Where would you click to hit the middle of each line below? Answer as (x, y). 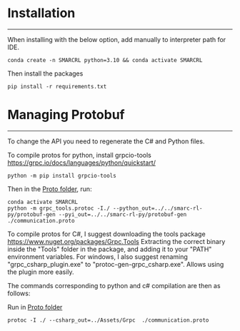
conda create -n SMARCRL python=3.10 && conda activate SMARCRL (105, 60)
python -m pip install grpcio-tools (62, 175)
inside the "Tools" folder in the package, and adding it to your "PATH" (110, 249)
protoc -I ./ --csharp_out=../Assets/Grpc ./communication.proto (108, 320)
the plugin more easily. (41, 272)
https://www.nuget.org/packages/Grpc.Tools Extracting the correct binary (116, 241)
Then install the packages (45, 73)
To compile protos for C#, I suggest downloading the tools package (106, 234)
